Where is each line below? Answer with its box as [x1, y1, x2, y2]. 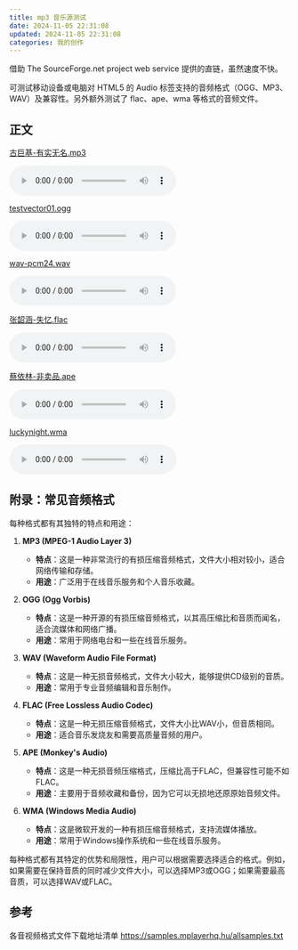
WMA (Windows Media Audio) [21, 805, 137, 816]
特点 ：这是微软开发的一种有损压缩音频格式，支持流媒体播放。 [35, 824, 262, 834]
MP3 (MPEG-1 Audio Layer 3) [21, 535, 132, 546]
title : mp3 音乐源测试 [9, 12, 87, 22]
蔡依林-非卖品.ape [9, 371, 77, 382]
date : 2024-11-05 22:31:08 [9, 21, 109, 30]
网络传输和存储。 [35, 564, 99, 575]
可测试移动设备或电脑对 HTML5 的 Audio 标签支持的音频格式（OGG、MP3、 [9, 82, 288, 93]
